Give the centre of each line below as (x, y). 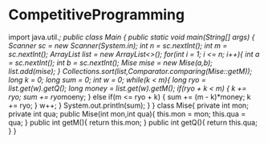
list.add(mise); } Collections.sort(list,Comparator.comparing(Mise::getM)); (130, 71)
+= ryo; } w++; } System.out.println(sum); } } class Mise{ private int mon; (128, 105)
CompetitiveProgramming (97, 15)
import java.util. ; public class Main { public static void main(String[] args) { (132, 37)
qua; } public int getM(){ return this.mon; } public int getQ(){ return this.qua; (133, 122)
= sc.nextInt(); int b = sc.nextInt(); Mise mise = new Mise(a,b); (110, 63)
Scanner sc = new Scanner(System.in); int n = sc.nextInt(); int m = (118, 45)
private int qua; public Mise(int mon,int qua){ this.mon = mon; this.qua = (127, 113)
